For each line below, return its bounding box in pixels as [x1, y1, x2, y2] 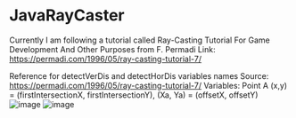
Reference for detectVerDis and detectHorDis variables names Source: [9, 70, 269, 81]
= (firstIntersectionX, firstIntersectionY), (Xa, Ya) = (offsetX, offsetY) [9, 90, 259, 100]
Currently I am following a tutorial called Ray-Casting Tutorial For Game [9, 35, 270, 45]
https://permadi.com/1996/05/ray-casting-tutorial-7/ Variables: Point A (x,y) [9, 80, 288, 90]
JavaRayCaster [9, 5, 125, 26]
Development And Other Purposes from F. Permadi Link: [9, 43, 216, 54]
